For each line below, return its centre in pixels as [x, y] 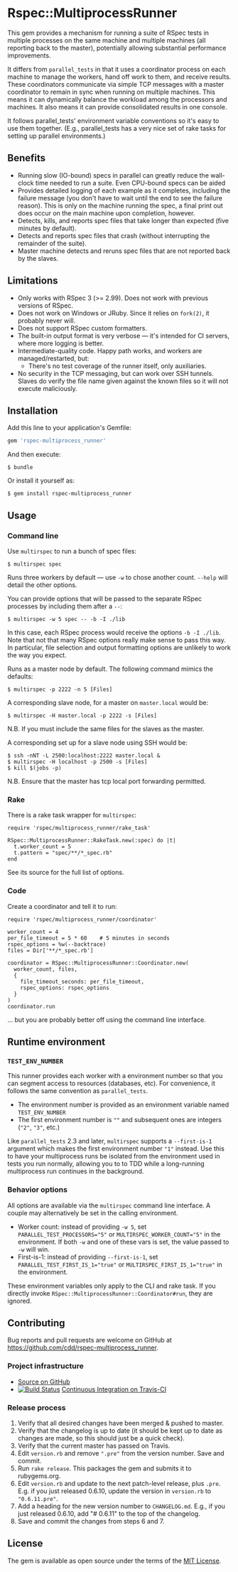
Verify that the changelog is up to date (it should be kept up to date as [120, 1431]
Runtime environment [56, 1041]
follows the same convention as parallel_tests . [77, 1091]
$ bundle [20, 468]
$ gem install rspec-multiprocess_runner [70, 494]
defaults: [20, 676]
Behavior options [37, 1190]
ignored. [20, 1301]
